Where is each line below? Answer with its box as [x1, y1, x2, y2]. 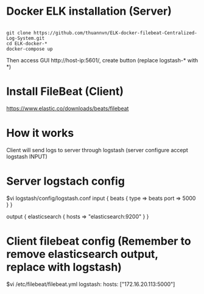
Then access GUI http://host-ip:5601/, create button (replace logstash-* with [6, 56, 199, 64]
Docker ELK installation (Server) [6, 4, 172, 18]
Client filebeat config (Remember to [6, 234, 191, 248]
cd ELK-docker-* [6, 40, 47, 46]
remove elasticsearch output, [6, 247, 158, 261]
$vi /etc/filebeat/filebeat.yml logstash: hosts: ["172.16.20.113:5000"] [6, 280, 175, 288]
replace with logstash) [6, 260, 122, 274]
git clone [6, 29, 32, 36]
